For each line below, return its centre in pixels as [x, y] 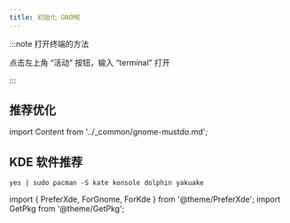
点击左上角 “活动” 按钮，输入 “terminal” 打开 [90, 62]
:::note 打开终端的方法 [49, 43]
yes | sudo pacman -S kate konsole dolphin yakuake [106, 183]
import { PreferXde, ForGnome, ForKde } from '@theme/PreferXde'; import [145, 199]
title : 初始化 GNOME [45, 17]
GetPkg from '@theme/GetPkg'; [67, 209]
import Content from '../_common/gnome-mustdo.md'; [109, 132]
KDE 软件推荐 [46, 161]
